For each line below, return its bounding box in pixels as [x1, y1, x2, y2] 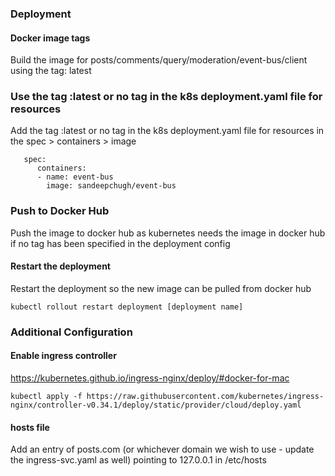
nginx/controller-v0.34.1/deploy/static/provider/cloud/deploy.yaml [10, 400, 302, 411]
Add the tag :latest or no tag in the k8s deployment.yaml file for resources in [10, 125, 325, 137]
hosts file [10, 421, 50, 433]
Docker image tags [10, 32, 91, 44]
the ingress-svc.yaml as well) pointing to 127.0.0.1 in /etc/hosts [10, 454, 267, 466]
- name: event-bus [36, 172, 114, 182]
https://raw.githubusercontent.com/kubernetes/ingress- [86, 392, 325, 402]
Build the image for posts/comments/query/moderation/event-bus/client [10, 54, 308, 66]
